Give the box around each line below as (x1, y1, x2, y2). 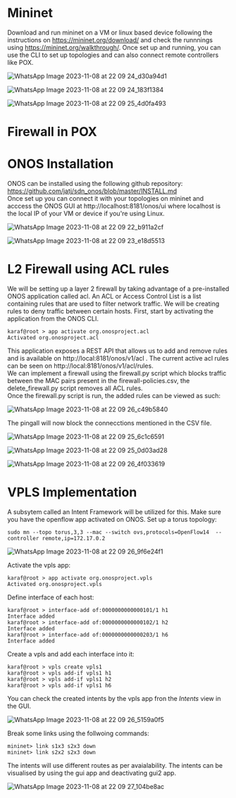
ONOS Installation (7, 156, 114, 172)
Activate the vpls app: (7, 561, 70, 569)
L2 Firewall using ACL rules (7, 261, 170, 278)
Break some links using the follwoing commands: (7, 729, 149, 737)
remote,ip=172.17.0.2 (42, 535, 106, 542)
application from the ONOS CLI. (7, 315, 99, 323)
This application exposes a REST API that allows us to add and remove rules (7, 347, 228, 355)
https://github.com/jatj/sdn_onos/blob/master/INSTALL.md (7, 187, 178, 195)
